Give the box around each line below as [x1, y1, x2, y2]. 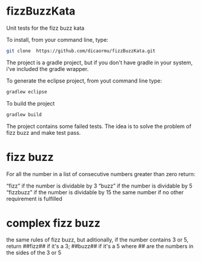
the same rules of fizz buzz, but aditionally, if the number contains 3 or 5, [6, 236, 189, 243]
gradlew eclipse [6, 89, 47, 95]
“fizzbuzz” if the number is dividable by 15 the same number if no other [6, 188, 184, 195]
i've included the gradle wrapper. [6, 65, 89, 72]
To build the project [6, 100, 55, 107]
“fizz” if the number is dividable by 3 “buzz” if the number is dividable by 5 [6, 182, 193, 189]
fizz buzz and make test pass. [6, 129, 81, 136]
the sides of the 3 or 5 [6, 249, 62, 256]
